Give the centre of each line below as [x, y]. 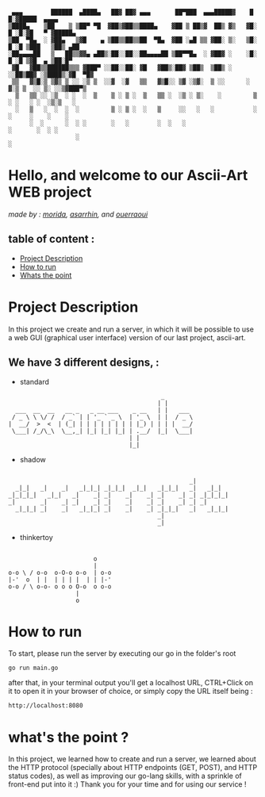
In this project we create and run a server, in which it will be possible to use [131, 329]
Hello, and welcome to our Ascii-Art [128, 176]
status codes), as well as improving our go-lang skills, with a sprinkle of [125, 776]
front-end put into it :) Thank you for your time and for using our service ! [127, 784]
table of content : [52, 239]
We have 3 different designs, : [84, 363]
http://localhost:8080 [46, 706]
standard [35, 381]
